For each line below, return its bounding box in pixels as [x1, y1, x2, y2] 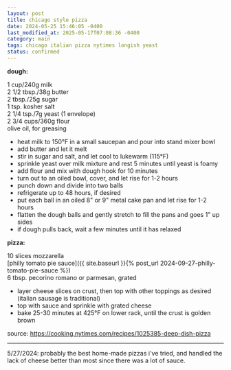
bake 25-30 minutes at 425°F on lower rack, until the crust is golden [16, 308, 211, 316]
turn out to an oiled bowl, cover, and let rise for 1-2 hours [16, 174, 179, 182]
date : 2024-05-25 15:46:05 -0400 [7, 23, 103, 30]
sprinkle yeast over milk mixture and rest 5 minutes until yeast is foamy [16, 159, 219, 167]
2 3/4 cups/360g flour [7, 117, 70, 125]
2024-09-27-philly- [160, 259, 216, 267]
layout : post [7, 10, 45, 17]
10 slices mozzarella [7, 251, 64, 259]
